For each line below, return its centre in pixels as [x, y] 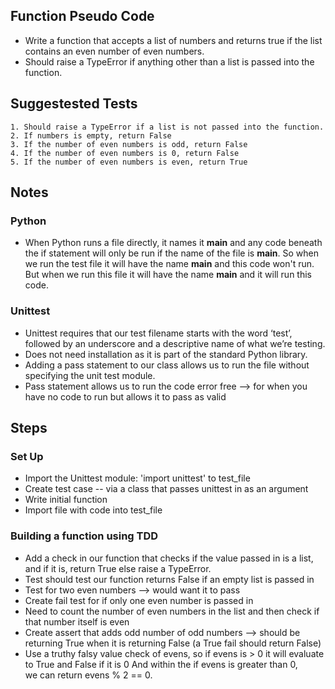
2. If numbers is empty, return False [91, 135]
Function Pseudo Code [82, 16]
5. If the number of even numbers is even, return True [129, 162]
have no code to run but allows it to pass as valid [125, 396]
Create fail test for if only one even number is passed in [139, 600]
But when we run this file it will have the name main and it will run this [168, 275]
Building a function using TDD [84, 536]
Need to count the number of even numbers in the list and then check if [172, 611]
